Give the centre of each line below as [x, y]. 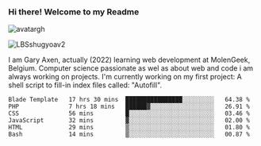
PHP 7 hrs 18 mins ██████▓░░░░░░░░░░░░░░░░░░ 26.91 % [129, 107]
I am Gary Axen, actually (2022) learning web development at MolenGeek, [129, 60]
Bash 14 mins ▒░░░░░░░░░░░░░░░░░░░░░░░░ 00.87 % [129, 134]
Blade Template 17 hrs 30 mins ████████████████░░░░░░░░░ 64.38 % [129, 100]
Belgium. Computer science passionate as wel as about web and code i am [131, 68]
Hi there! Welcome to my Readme [74, 12]
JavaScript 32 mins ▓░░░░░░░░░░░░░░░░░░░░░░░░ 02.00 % [129, 121]
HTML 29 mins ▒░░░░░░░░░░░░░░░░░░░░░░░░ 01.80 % [129, 128]
